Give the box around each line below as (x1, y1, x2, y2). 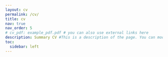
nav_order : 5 (5, 26, 32, 31)
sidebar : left (9, 44, 39, 49)
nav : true (5, 21, 26, 26)
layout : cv (5, 7, 28, 12)
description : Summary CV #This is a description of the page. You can (5, 35, 155, 40)
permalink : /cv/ (5, 12, 39, 17)
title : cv (5, 16, 26, 21)
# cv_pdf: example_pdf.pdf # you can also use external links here (5, 30, 149, 35)
